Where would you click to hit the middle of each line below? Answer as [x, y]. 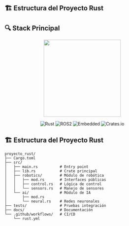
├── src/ [14, 163]
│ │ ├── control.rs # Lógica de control [53, 184]
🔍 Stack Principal [32, 28]
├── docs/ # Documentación [49, 210]
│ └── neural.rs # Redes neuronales [52, 201]
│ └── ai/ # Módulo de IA [48, 193]
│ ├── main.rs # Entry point [47, 167]
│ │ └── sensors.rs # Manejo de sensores [54, 188]
